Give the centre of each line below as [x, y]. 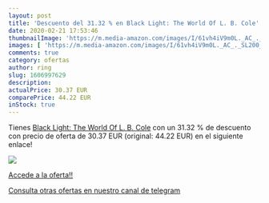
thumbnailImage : [35, 38]
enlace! [20, 145]
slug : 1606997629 [37, 75]
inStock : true [32, 105]
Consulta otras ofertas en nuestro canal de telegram [94, 191]
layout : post [30, 16]
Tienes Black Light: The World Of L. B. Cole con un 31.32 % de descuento [130, 128]
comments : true [34, 53]
